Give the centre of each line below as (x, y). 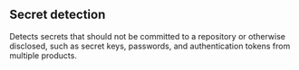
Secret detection (58, 15)
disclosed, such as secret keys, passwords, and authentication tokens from (150, 46)
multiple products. (43, 55)
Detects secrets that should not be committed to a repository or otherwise (147, 36)
